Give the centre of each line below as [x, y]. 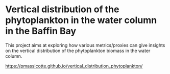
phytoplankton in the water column [81, 20]
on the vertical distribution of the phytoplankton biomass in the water [78, 51]
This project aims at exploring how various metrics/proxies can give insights [85, 45]
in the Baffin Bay [41, 31]
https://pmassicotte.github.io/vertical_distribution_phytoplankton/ [74, 66]
